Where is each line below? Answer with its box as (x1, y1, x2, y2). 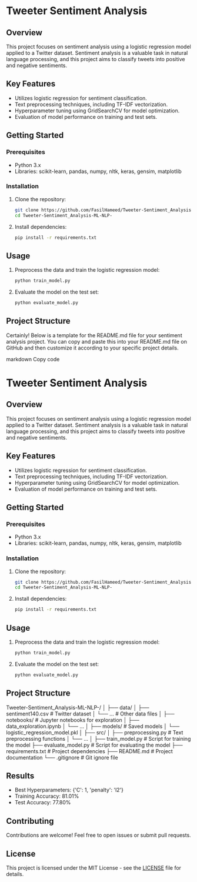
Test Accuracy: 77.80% (14, 799, 71, 806)
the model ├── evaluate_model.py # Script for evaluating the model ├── (6, 741, 183, 748)
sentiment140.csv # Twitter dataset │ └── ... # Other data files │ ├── (6, 710, 175, 717)
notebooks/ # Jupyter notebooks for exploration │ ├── (6, 716, 139, 723)
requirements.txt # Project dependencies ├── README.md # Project (6, 747, 173, 754)
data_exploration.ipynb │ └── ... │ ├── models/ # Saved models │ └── (6, 723, 180, 730)
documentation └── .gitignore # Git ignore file (6, 754, 119, 761)
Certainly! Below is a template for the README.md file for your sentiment (6, 331, 182, 339)
